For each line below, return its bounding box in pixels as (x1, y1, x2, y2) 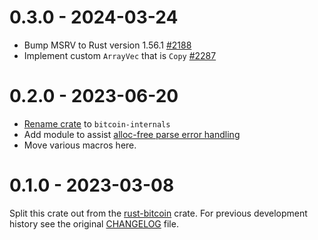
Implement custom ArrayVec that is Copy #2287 (23, 49, 217, 61)
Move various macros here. (23, 139, 137, 151)
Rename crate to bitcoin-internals (23, 117, 171, 130)
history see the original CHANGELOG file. (9, 217, 179, 230)
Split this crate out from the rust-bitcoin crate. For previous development (9, 207, 308, 219)
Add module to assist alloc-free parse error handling (23, 128, 241, 140)
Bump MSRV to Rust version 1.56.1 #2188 (23, 39, 192, 51)
